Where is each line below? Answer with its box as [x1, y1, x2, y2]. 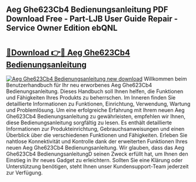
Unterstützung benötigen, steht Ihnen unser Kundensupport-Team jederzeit [6, 163, 189, 170]
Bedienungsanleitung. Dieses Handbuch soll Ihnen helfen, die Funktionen [6, 88, 184, 95]
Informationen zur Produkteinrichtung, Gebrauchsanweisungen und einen [6, 125, 185, 132]
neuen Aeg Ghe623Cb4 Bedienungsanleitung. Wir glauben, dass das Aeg [6, 144, 184, 151]
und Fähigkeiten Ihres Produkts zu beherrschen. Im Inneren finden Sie [6, 94, 176, 101]
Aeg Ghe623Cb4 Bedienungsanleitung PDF [6, 5, 169, 15]
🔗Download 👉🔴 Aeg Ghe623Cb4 [6, 47, 131, 58]
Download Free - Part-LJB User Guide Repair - [6, 14, 178, 24]
